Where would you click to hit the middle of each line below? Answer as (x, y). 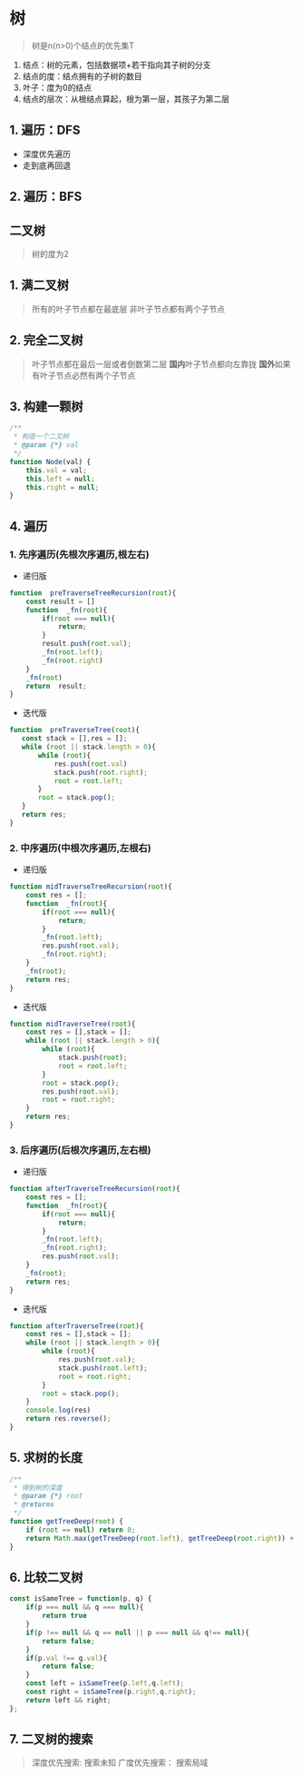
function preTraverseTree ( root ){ (75, 730)
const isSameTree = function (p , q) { (81, 1599)
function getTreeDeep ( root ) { (67, 1522)
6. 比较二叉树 (46, 1578)
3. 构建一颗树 (46, 407)
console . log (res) (59, 1410)
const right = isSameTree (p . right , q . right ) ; (111, 1692)
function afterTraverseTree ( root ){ (77, 1326)
